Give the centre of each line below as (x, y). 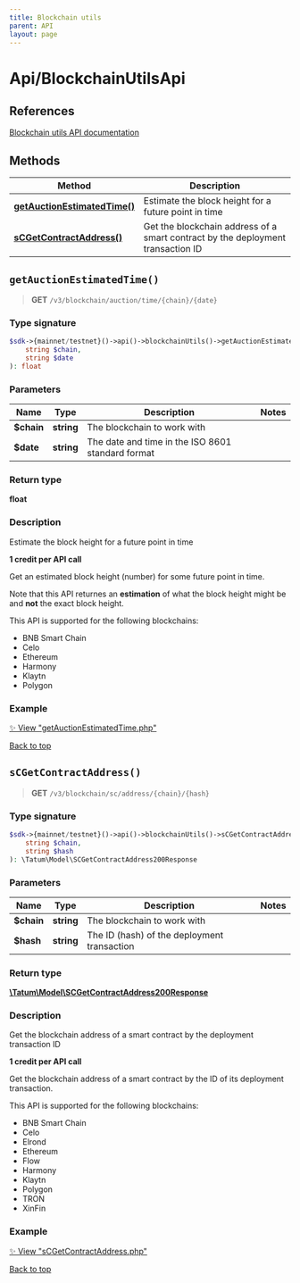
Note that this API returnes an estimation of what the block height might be (148, 594)
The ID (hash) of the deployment (155, 935)
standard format (121, 454)
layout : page (33, 34)
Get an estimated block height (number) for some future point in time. (137, 576)
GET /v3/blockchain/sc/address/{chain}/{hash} (120, 793)
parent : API (31, 26)
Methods (35, 160)
